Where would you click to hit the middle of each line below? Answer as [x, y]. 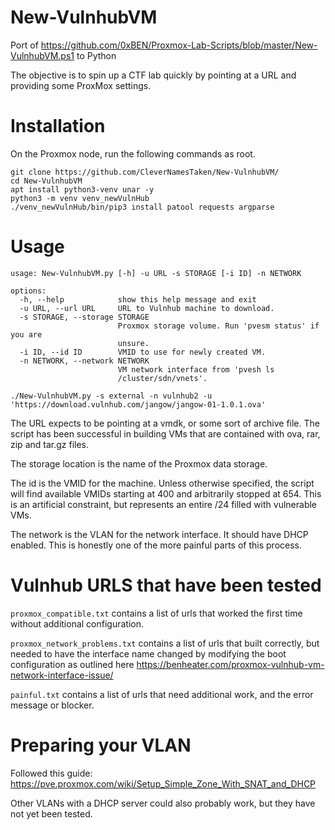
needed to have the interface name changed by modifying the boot [148, 653]
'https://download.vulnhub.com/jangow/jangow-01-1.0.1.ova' [138, 404]
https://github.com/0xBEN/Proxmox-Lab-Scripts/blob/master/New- [179, 45]
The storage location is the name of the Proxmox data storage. [139, 463]
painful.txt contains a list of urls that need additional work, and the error [162, 694]
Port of [24, 45]
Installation [58, 126]
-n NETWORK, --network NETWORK [84, 361]
